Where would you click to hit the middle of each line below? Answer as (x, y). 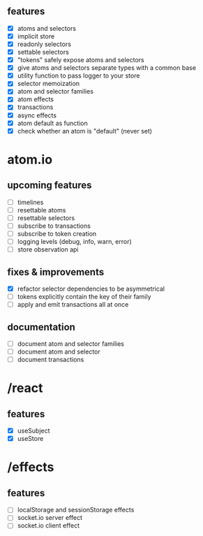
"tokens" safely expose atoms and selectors (81, 60)
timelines (30, 202)
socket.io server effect (50, 518)
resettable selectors (46, 218)
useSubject (33, 431)
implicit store (36, 36)
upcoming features (50, 186)
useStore (30, 439)
